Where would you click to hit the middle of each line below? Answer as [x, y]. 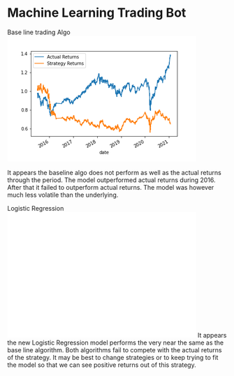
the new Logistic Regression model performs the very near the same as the [116, 343]
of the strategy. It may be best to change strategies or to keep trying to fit [113, 357]
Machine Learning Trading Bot [97, 13]
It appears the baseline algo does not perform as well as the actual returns [114, 172]
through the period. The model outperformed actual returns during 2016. [111, 180]
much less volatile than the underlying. [63, 195]
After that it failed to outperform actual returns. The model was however [111, 187]
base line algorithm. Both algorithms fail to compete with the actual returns [115, 349]
